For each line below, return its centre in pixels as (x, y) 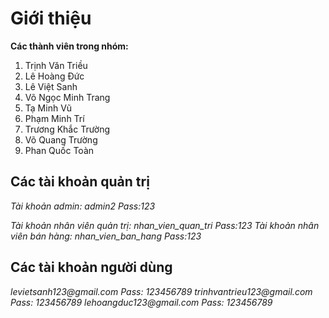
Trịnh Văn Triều (56, 65)
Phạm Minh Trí (54, 118)
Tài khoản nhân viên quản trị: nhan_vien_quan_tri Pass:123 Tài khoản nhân (165, 225)
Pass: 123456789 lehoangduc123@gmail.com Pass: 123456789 (141, 302)
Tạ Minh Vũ (48, 108)
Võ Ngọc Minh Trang (67, 97)
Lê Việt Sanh (51, 86)
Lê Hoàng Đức (54, 76)
